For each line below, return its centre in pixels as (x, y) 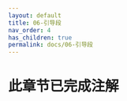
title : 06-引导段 (35, 23)
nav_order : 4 (30, 30)
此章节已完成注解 (64, 86)
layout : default (35, 15)
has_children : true (40, 37)
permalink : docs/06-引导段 (50, 45)
